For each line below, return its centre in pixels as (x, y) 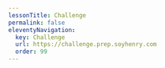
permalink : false (37, 23)
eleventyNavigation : (42, 30)
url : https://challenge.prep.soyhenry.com (86, 45)
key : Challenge (40, 37)
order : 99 (31, 52)
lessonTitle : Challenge (47, 15)
